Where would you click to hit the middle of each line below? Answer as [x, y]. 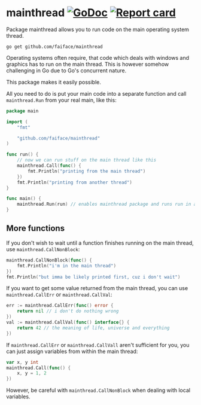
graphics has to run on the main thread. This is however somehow [88, 64]
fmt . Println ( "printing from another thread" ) [75, 182]
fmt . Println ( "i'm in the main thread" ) [67, 266]
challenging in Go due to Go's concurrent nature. [66, 70]
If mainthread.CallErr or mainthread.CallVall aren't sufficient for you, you [98, 345]
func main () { [24, 199]
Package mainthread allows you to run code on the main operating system [98, 29]
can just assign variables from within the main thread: [72, 351]
